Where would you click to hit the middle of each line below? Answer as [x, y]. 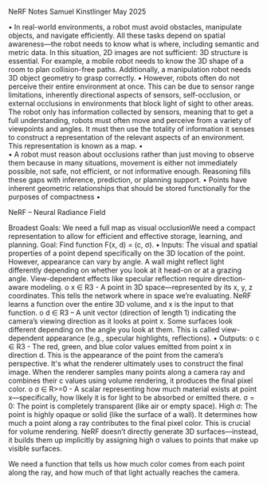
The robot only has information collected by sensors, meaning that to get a [131, 112]
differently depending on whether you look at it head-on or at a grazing [125, 270]
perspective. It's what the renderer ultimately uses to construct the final [126, 364]
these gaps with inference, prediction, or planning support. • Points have [128, 180]
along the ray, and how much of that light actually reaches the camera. [124, 472]
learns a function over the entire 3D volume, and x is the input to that [121, 304]
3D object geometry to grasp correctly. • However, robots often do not [124, 78]
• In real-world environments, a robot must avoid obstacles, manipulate [125, 27]
